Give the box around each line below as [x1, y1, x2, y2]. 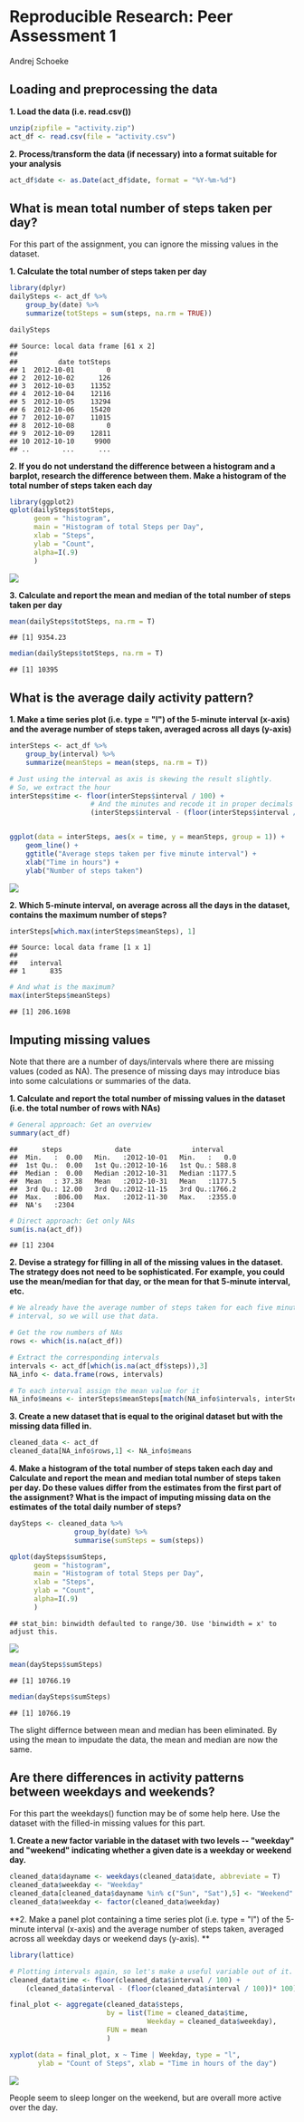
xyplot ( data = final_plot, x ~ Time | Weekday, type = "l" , [9, 2050, 242, 2059]
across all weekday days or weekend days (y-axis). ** [9, 1933, 211, 1943]
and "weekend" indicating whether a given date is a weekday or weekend [9, 1845, 292, 1856]
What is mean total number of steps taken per [9, 200, 273, 216]
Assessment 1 [9, 25, 117, 46]
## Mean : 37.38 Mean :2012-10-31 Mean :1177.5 [9, 1177, 237, 1186]
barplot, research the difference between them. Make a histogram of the [9, 470, 287, 481]
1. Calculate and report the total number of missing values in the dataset [9, 1092, 286, 1103]
